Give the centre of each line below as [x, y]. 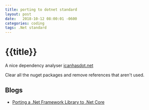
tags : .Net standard [26, 28]
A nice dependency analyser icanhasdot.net [49, 66]
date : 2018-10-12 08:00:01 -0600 [41, 19]
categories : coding [25, 23]
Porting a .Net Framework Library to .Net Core [58, 102]
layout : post [18, 14]
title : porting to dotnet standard [41, 10]
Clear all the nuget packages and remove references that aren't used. [75, 75]
